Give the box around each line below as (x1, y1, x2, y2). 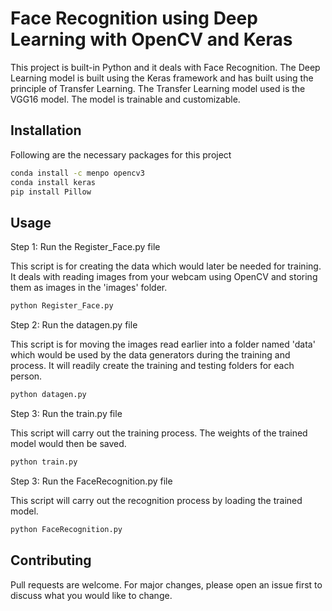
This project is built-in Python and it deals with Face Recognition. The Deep (10, 61, 321, 73)
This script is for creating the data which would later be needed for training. (10, 260, 322, 272)
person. (10, 370, 43, 382)
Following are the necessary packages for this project (10, 148, 232, 161)
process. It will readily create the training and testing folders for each (10, 360, 295, 372)
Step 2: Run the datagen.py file (10, 319, 138, 331)
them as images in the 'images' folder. (10, 282, 168, 294)
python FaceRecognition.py (10, 524, 123, 534)
